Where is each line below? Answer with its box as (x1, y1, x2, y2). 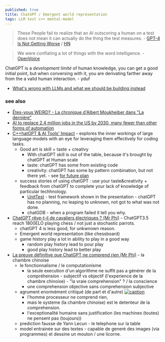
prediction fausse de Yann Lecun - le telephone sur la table (19, 320, 141, 326)
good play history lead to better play (27, 247, 102, 253)
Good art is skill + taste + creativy (19, 146, 89, 152)
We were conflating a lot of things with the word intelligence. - (17, 50, 145, 56)
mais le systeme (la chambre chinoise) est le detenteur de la (27, 299, 150, 305)
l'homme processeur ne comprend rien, (27, 294, 108, 300)
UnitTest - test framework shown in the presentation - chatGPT (27, 193, 156, 199)
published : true (5, 7, 39, 12)
